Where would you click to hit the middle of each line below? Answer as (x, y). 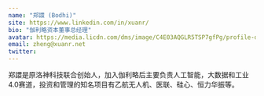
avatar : (21, 37)
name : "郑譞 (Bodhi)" (42, 15)
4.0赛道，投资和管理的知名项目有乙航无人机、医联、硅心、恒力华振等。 (124, 84)
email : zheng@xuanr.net (47, 44)
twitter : (22, 52)
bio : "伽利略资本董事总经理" (50, 30)
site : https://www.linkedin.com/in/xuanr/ (79, 23)
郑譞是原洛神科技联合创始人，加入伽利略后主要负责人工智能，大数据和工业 (128, 75)
